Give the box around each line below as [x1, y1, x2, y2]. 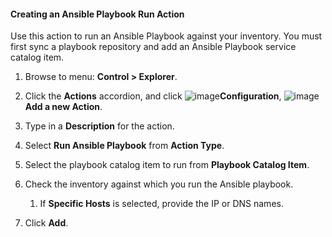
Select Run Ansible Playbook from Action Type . [24, 140, 225, 152]
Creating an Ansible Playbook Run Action [10, 8, 185, 20]
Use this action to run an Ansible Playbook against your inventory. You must [10, 30, 323, 42]
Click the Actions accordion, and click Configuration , [24, 90, 282, 102]
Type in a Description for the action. [24, 120, 175, 132]
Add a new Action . [24, 101, 103, 113]
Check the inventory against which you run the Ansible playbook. [24, 178, 294, 190]
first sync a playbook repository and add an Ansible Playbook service [10, 41, 297, 53]
